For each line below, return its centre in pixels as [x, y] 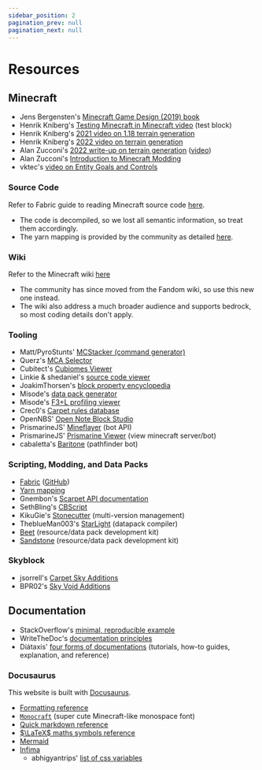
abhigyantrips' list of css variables [87, 757]
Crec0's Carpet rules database [69, 411]
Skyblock [27, 561]
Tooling [23, 335]
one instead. [40, 298]
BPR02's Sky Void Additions [65, 586]
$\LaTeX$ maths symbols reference [77, 732]
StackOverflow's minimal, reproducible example [97, 630]
